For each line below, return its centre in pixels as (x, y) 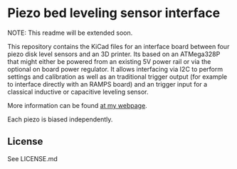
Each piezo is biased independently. (60, 119)
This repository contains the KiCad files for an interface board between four (118, 46)
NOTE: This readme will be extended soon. (70, 33)
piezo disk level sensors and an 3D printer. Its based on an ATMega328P (114, 54)
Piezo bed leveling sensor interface (114, 13)
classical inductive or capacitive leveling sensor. (78, 92)
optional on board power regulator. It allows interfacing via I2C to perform (115, 69)
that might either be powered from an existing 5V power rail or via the (109, 61)
